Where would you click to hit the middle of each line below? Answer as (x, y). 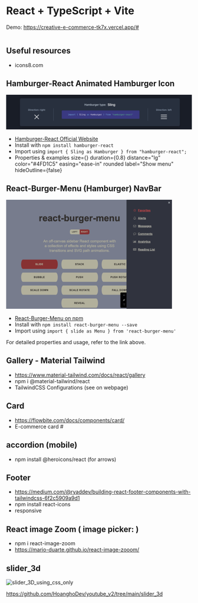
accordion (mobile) (42, 445)
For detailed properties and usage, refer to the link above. (76, 342)
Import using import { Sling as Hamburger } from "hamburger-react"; (101, 151)
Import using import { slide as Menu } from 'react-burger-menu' (95, 331)
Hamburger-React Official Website (56, 139)
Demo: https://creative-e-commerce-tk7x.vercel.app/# (73, 27)
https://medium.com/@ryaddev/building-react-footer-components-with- (103, 492)
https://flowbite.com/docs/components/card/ (70, 420)
